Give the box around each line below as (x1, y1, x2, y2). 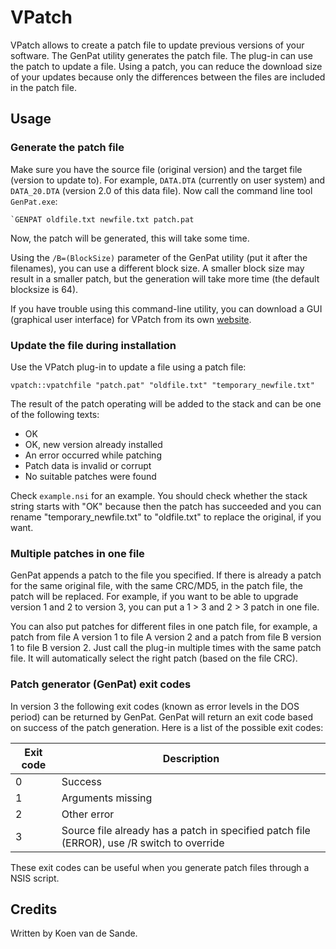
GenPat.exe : (10, 195, 58, 207)
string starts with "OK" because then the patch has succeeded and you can (10, 500, 322, 512)
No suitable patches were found (24, 470, 157, 482)
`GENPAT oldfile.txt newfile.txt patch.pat (10, 214, 195, 225)
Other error (61, 807, 115, 821)
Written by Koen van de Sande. (10, 927, 138, 940)
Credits (10, 901, 58, 918)
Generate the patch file (10, 141, 125, 155)
